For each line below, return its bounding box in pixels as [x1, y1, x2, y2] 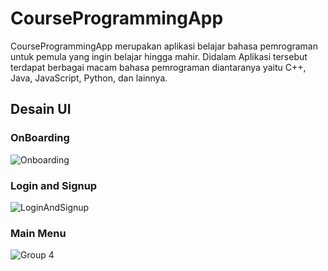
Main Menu [10, 226, 67, 240]
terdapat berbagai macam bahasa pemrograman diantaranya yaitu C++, [10, 61, 307, 73]
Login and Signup [10, 178, 98, 192]
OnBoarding [10, 131, 70, 145]
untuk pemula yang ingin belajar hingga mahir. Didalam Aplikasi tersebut [10, 50, 308, 62]
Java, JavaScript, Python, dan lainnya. [10, 72, 168, 84]
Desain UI [10, 101, 72, 118]
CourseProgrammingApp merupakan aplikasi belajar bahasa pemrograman [10, 40, 318, 52]
